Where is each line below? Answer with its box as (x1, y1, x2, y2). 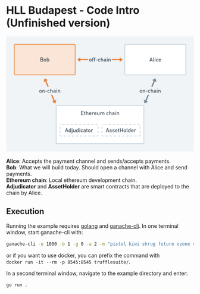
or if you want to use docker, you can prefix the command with (6, 252, 160, 259)
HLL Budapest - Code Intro (6, 4, 140, 17)
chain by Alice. (6, 189, 43, 197)
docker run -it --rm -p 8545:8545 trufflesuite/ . (6, 258, 131, 265)
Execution (6, 206, 45, 216)
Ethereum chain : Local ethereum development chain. (6, 177, 137, 184)
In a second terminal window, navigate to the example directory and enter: (6, 270, 188, 277)
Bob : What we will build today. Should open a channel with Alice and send (6, 164, 187, 171)
